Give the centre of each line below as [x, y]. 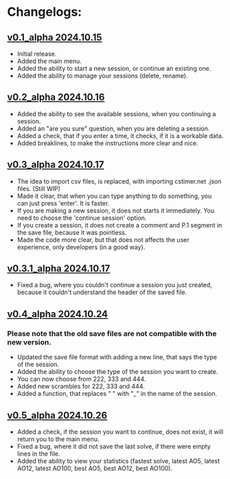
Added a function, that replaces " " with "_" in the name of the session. [117, 394]
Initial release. [37, 54]
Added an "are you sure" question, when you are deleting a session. [113, 129]
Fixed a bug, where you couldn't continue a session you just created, [115, 285]
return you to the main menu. [58, 439]
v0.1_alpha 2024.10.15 [55, 37]
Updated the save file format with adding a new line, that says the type [117, 357]
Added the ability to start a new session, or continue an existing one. [114, 68]
